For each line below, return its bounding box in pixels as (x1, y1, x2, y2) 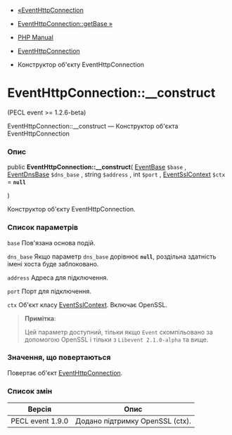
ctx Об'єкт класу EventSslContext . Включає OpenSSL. (7, 300, 167, 309)
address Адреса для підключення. (7, 273, 109, 282)
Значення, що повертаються (7, 353, 111, 363)
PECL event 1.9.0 (11, 416, 69, 426)
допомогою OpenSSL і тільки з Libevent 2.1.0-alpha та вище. (24, 335, 209, 344)
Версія (27, 404, 51, 414)
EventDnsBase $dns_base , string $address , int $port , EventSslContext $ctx (7, 170, 226, 178)
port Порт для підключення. (7, 287, 91, 295)
